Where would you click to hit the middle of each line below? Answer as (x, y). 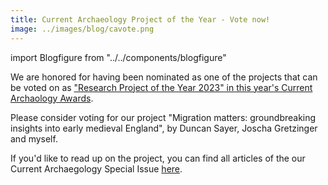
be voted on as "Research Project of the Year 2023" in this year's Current (161, 87)
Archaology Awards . (52, 98)
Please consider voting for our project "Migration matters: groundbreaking (163, 117)
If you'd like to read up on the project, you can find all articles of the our (158, 158)
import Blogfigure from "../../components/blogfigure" (118, 57)
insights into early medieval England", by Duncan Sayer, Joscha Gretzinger (164, 128)
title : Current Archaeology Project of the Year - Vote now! (140, 19)
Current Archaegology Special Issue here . (96, 168)
